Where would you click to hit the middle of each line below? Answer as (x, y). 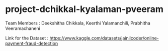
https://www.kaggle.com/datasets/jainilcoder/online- (104, 38)
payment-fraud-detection (32, 43)
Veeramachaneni (23, 28)
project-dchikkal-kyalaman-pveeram (84, 9)
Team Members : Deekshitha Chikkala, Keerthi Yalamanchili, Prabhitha (78, 23)
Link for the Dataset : (27, 38)
